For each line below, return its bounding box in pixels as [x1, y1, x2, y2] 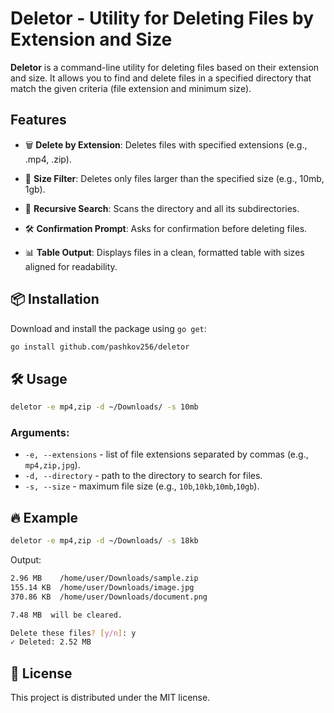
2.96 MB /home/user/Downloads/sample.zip [10, 573, 199, 584]
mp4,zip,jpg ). [24, 459, 81, 471]
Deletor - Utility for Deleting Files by [10, 7, 315, 30]
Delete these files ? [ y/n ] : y [10, 628, 137, 638]
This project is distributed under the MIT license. [10, 692, 211, 704]
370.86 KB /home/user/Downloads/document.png [10, 592, 208, 602]
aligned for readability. [24, 260, 118, 272]
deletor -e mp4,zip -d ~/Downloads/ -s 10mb [10, 402, 199, 412]
